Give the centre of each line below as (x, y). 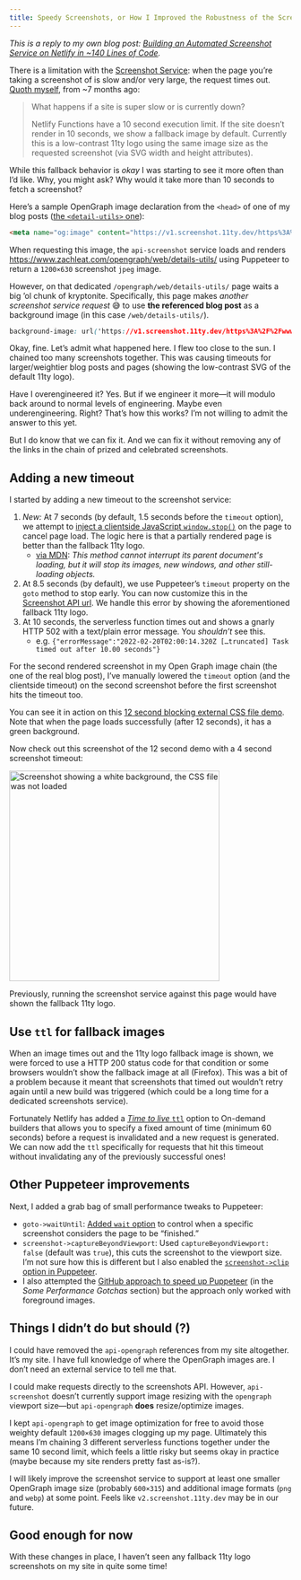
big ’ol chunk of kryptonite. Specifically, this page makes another (129, 295)
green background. (45, 732)
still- (265, 565)
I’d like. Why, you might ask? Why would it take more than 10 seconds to (142, 180)
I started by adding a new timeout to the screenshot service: (120, 500)
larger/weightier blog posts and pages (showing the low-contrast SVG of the (150, 367)
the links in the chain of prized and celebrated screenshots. (119, 450)
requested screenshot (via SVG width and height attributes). (142, 153)
